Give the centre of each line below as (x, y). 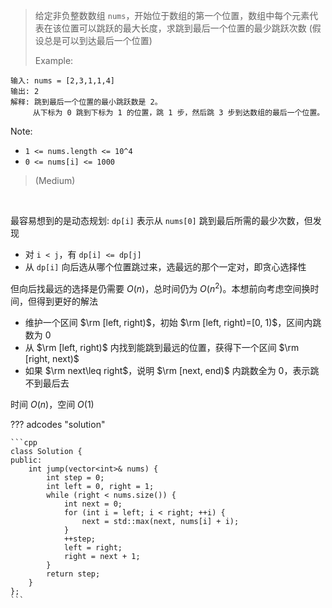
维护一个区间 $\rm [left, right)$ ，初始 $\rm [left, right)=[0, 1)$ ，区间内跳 (173, 322)
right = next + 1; (102, 556)
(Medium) (55, 180)
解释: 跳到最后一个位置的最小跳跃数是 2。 (86, 102)
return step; (73, 574)
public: (26, 460)
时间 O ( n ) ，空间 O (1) (52, 404)
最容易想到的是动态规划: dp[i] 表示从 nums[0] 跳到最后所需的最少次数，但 (161, 220)
